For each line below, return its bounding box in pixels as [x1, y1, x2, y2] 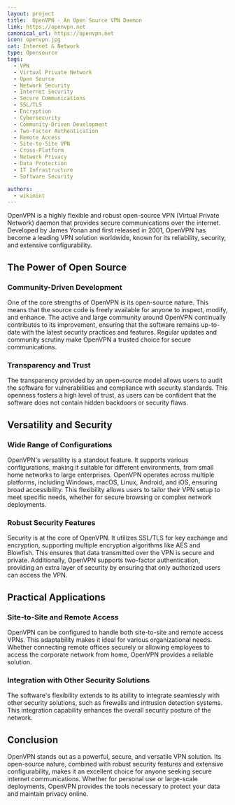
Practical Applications [7, 591, 106, 603]
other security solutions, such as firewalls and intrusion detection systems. [7, 699, 223, 707]
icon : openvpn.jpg [7, 36, 61, 43]
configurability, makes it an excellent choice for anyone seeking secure [7, 767, 212, 776]
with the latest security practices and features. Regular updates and [21, 328, 217, 336]
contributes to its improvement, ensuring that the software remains [7, 320, 200, 329]
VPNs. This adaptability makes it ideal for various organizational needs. [7, 635, 213, 644]
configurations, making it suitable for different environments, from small [7, 463, 214, 471]
